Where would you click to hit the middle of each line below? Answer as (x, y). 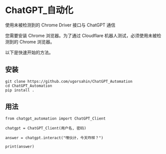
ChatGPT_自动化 (39, 10)
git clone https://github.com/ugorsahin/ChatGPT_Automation (69, 81)
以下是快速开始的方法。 (29, 52)
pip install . (20, 90)
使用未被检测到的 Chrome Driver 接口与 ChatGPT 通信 (60, 25)
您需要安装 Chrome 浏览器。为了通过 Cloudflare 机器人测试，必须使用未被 (81, 35)
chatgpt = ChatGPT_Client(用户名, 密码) (46, 128)
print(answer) (20, 147)
